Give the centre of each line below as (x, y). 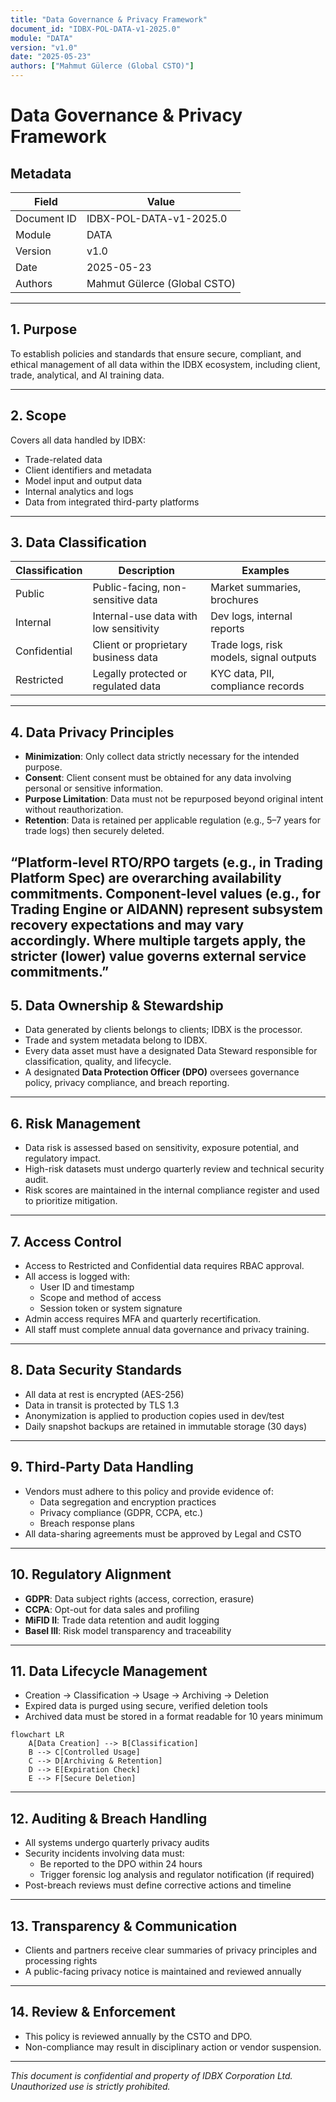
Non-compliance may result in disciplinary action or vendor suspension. (173, 2047)
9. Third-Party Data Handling (102, 1467)
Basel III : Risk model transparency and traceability (128, 1630)
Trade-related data (63, 459)
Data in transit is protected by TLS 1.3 (102, 1405)
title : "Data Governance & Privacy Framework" (109, 19)
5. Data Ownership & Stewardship (117, 1006)
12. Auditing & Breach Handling (109, 1818)
